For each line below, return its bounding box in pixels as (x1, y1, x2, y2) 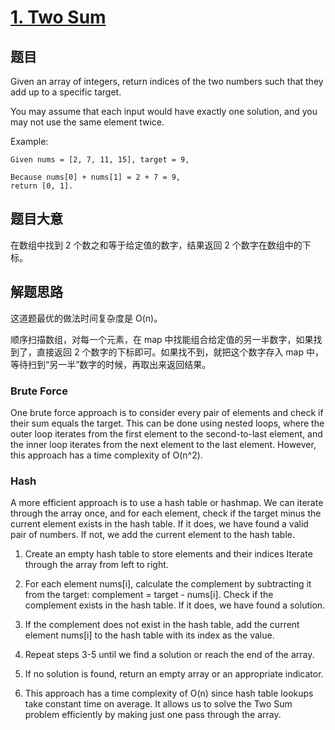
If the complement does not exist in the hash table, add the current (24, 619, 300, 631)
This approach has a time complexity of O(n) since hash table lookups (24, 687, 314, 700)
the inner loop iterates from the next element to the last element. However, (10, 438, 317, 450)
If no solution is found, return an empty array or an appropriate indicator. (24, 668, 324, 680)
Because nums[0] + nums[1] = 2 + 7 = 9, (10, 172, 182, 182)
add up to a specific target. (10, 86, 122, 98)
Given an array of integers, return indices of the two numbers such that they (10, 76, 324, 87)
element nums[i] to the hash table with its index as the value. (24, 629, 275, 641)
